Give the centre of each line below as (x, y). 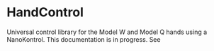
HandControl (45, 12)
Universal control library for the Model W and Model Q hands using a (107, 32)
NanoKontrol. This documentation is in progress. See (84, 39)
